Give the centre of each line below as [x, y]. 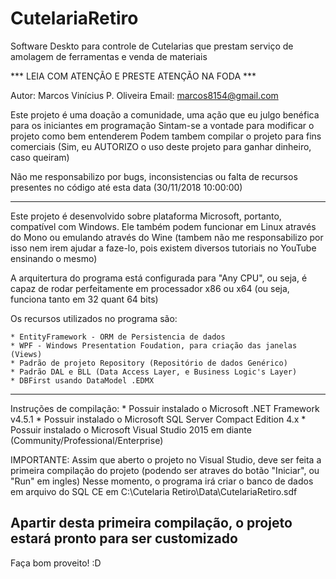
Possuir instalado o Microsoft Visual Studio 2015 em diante [131, 429]
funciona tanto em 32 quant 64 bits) [84, 299]
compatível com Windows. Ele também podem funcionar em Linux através [163, 226]
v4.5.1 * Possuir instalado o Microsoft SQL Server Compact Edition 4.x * [158, 419]
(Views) [26, 354]
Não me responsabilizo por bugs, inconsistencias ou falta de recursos [154, 176]
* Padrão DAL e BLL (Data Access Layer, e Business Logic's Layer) [154, 372]
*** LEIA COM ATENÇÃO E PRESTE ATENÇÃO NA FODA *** [133, 76]
